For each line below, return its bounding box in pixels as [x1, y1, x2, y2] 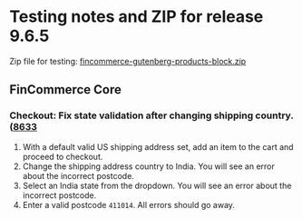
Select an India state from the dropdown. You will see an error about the [22, 180, 292, 191]
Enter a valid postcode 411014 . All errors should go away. [22, 199, 236, 210]
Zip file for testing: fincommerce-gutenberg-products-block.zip [9, 55, 247, 66]
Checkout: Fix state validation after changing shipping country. [9, 109, 294, 122]
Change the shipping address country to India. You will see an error [22, 161, 275, 172]
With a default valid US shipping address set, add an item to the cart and [22, 141, 294, 152]
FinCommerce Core [9, 82, 122, 97]
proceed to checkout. [22, 151, 103, 162]
